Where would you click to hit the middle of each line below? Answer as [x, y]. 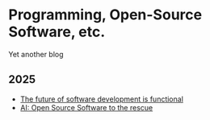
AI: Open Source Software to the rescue [86, 107]
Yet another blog [36, 54]
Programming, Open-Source [105, 15]
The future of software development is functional [102, 99]
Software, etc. [57, 32]
